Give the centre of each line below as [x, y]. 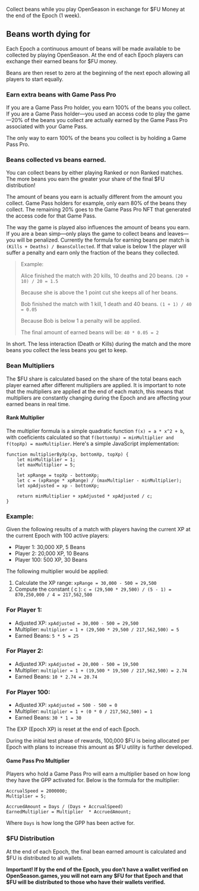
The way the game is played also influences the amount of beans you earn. [98, 228]
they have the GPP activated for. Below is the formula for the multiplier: [93, 780]
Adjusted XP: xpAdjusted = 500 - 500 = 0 [66, 705]
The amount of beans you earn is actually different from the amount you [94, 197]
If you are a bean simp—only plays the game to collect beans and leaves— [97, 234]
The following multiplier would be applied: [57, 571]
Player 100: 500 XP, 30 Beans [51, 560]
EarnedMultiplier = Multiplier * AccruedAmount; [69, 812]
